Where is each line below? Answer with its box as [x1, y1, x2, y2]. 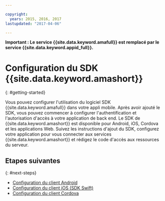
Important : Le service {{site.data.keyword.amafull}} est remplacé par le [5, 39, 159, 45]
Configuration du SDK [5, 62, 99, 73]
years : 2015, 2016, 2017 [10, 16, 62, 22]
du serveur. [5, 142, 29, 148]
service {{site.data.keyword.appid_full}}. [5, 45, 94, 51]
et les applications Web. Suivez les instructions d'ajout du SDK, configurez [5, 126, 159, 132]
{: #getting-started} [5, 89, 46, 95]
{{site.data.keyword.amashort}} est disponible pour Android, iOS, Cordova [5, 121, 159, 127]
